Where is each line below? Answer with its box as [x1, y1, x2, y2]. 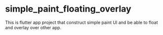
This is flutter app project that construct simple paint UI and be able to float [5, 19, 158, 25]
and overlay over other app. [5, 24, 62, 30]
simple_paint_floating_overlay [5, 3, 132, 15]
